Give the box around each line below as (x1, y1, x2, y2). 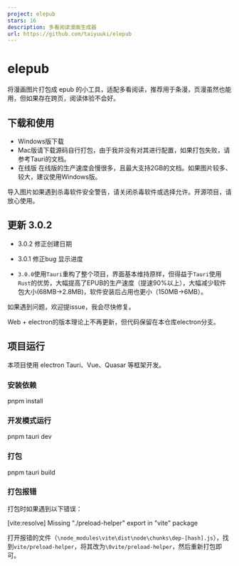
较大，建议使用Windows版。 (17, 173, 102, 181)
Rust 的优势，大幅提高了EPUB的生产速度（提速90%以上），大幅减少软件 (17, 278, 226, 287)
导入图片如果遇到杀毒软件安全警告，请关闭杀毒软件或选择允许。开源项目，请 (7, 187, 232, 196)
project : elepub (7, 10, 55, 18)
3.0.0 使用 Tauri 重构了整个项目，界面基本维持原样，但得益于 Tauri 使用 (17, 269, 222, 278)
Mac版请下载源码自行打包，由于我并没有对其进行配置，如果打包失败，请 (17, 146, 230, 154)
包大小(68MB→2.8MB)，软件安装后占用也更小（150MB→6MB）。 (17, 287, 208, 295)
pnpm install (7, 396, 43, 405)
